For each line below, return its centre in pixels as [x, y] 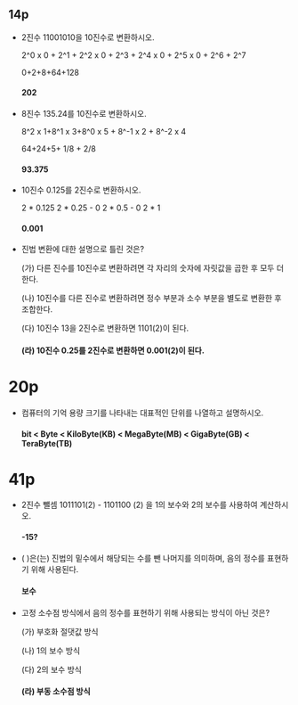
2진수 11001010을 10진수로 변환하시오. [88, 37]
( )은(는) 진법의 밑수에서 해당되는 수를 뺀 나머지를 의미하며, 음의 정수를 [143, 558]
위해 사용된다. [55, 569]
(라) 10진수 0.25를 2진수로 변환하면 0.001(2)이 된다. [113, 350]
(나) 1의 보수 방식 [51, 651]
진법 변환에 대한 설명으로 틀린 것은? [82, 250]
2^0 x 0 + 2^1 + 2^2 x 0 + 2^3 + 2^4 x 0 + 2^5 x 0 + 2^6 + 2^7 [133, 55]
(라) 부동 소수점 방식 [56, 692]
